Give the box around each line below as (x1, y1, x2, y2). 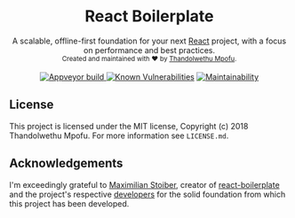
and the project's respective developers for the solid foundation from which (9, 189, 286, 199)
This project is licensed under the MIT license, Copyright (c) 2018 (9, 121, 249, 131)
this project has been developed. (9, 198, 130, 209)
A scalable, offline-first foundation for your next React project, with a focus (12, 35, 287, 46)
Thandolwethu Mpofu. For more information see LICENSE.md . (9, 130, 229, 141)
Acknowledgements (9, 156, 124, 171)
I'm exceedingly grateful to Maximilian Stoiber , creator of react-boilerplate (9, 179, 280, 190)
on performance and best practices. (83, 44, 216, 55)
